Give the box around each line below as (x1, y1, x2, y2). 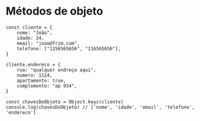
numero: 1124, (17, 72, 53, 78)
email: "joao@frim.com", (17, 40, 80, 46)
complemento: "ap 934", (17, 83, 78, 89)
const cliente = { (6, 24, 53, 30)
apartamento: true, (17, 77, 67, 83)
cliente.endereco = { (6, 61, 61, 67)
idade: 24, (17, 35, 45, 41)
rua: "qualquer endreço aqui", (17, 67, 97, 73)
